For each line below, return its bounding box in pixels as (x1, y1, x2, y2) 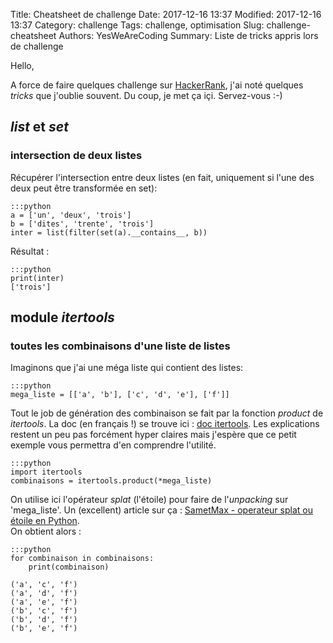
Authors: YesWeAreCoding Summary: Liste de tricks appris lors (58, 30, 319, 41)
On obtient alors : (10, 525, 82, 538)
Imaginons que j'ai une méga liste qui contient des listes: (10, 362, 244, 374)
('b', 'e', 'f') (10, 624, 78, 634)
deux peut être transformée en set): (10, 182, 158, 194)
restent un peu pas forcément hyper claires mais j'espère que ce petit (10, 429, 297, 441)
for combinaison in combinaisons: (10, 554, 155, 564)
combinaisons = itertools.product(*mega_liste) (10, 476, 213, 486)
